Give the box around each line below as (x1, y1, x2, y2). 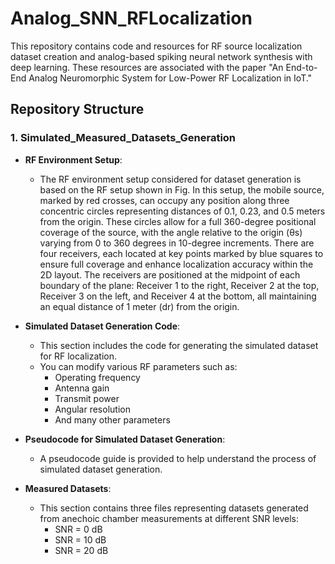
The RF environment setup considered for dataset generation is (39, 173, 302, 185)
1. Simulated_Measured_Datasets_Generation (10, 131, 237, 145)
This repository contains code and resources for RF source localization (10, 40, 303, 52)
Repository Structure (10, 101, 145, 118)
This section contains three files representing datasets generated (39, 502, 309, 514)
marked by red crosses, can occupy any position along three (39, 194, 290, 206)
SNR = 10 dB (54, 533, 107, 546)
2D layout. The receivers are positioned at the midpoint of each (39, 268, 301, 281)
